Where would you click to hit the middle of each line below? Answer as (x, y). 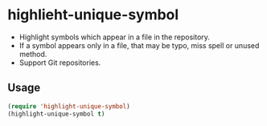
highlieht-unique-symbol (93, 15)
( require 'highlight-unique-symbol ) (69, 106)
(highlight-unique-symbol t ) (56, 114)
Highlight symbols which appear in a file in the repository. (115, 37)
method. (33, 54)
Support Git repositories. (60, 63)
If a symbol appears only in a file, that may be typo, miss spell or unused (139, 45)
